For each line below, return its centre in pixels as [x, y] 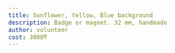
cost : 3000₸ [28, 37]
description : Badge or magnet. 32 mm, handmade [88, 23]
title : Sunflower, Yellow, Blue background [81, 15]
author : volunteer [38, 30]
